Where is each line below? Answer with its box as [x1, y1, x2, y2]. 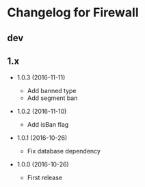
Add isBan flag [27, 121, 69, 129]
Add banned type [27, 87, 77, 95]
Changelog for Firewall [7, 5, 139, 21]
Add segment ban [27, 94, 78, 102]
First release [27, 173, 63, 182]
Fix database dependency [27, 147, 101, 155]
